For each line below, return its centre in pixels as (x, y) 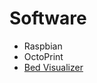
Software (48, 18)
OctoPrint (43, 56)
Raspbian (43, 46)
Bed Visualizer (53, 67)
